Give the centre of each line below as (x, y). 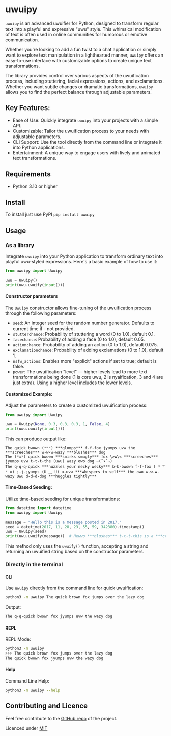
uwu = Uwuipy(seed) (26, 531)
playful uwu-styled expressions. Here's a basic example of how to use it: (81, 262)
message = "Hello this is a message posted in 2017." (64, 522)
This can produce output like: (36, 439)
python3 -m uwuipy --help (33, 690)
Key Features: (28, 108)
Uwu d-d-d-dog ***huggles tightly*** (56, 476)
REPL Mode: (18, 639)
